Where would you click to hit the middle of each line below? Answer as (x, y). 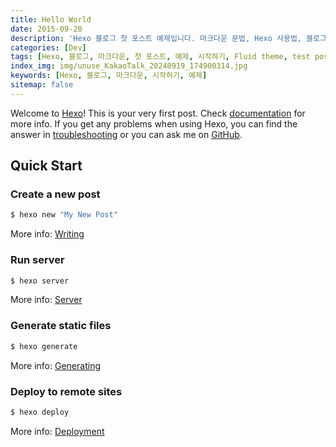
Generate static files (61, 326)
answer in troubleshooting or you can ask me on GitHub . (126, 134)
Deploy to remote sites (66, 391)
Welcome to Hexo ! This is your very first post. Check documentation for (158, 113)
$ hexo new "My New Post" (64, 215)
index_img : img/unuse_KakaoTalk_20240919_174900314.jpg (129, 66)
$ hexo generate (44, 346)
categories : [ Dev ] (48, 47)
